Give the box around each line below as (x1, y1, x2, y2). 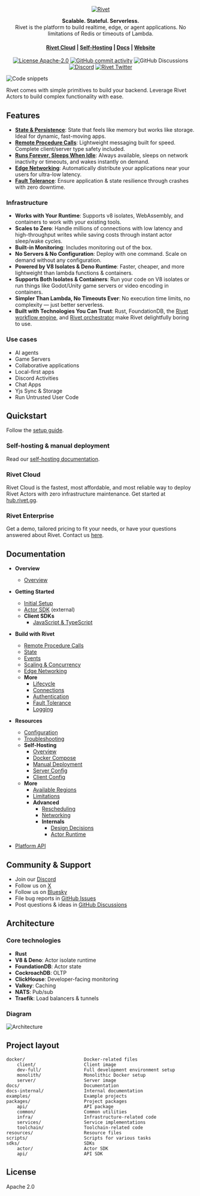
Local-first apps (14, 368, 55, 375)
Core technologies (6, 937, 61, 945)
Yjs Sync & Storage (14, 387, 63, 394)
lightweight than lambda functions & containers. (14, 270, 134, 277)
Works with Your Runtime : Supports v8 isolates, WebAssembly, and (14, 212, 184, 219)
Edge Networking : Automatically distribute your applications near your (14, 165, 190, 172)
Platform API (14, 842, 46, 850)
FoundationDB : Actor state (14, 962, 82, 970)
